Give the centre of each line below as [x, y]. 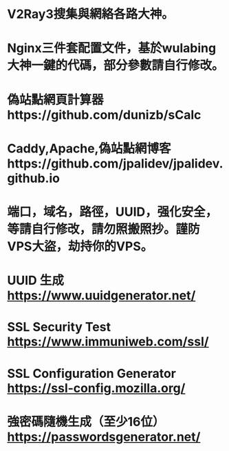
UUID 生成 [35, 281]
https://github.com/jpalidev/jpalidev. [115, 163]
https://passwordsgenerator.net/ [104, 437]
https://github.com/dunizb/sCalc [104, 115]
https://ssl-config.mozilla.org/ [96, 388]
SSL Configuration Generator [92, 373]
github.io [34, 178]
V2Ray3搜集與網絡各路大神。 [90, 14]
